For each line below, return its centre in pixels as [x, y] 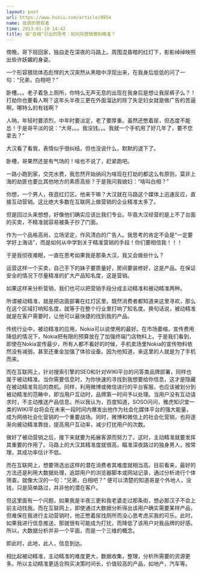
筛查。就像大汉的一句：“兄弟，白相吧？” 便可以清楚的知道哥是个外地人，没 [99, 480]
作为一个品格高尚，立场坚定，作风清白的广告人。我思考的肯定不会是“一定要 [100, 235]
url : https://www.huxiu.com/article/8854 [59, 17]
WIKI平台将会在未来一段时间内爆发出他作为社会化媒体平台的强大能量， [104, 409]
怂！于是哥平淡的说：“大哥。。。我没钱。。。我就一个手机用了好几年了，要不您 [100, 128]
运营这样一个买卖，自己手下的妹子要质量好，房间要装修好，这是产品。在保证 [101, 268]
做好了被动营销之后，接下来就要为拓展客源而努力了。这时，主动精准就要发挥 [101, 438]
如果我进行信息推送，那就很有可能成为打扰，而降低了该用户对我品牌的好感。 [101, 523]
